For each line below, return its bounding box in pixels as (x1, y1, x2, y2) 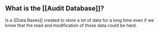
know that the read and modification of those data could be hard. (5, 22, 137, 28)
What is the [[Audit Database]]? (5, 4, 104, 13)
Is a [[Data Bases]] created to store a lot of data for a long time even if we (5, 17, 154, 23)
